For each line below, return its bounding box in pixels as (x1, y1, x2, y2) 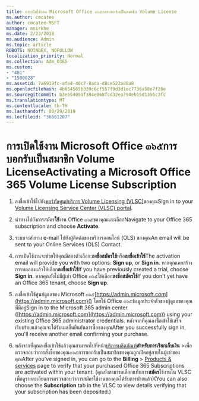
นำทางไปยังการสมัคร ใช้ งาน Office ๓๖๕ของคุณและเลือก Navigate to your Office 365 (14, 216, 192, 223)
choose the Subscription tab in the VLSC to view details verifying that (14, 382, 187, 389)
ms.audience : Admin (6, 36, 55, 42)
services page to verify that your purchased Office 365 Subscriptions (14, 362, 185, 369)
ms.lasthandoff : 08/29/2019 (6, 108, 76, 114)
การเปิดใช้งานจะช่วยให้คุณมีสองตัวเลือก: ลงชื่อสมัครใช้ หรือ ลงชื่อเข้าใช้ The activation (14, 252, 181, 259)
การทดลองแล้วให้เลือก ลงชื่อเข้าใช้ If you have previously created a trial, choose (14, 266, 189, 273)
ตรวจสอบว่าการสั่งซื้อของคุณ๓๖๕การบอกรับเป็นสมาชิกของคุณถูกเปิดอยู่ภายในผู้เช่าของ (14, 349, 180, 356)
